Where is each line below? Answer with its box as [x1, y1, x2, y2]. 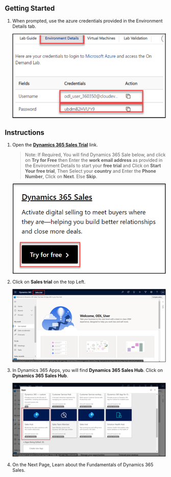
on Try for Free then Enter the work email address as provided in [25, 157, 163, 163]
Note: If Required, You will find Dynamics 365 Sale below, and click [25, 151, 166, 158]
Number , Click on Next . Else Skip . [25, 173, 97, 179]
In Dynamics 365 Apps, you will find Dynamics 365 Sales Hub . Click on [12, 367, 163, 373]
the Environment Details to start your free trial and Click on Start [25, 162, 161, 169]
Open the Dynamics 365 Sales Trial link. [12, 141, 98, 148]
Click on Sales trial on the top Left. [12, 279, 86, 285]
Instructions [5, 128, 44, 137]
